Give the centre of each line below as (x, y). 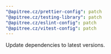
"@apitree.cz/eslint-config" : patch (51, 23)
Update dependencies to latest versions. (55, 45)
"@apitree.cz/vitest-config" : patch (51, 28)
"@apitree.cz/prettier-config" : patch (54, 12)
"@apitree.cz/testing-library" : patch (54, 17)
